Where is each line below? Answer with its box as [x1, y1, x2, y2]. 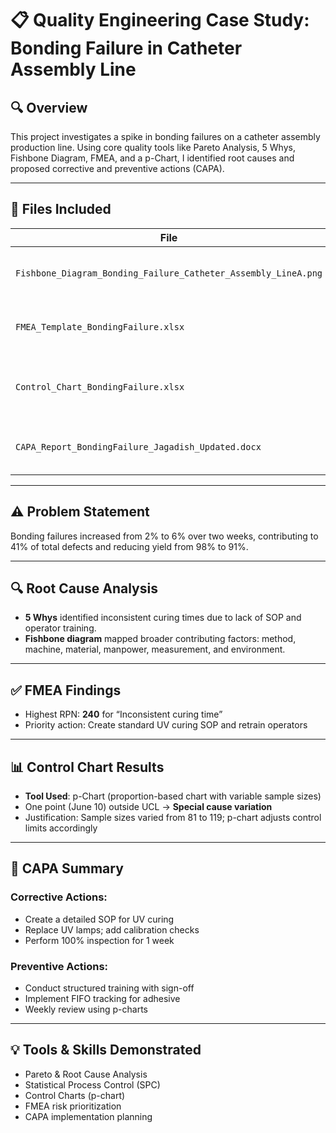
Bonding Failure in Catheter [10, 37, 243, 60]
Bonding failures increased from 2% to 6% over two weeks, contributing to [10, 530, 319, 542]
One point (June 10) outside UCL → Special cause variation [24, 801, 273, 813]
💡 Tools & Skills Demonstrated [10, 1042, 202, 1059]
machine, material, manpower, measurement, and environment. [24, 643, 286, 656]
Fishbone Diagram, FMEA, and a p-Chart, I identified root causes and [10, 152, 295, 164]
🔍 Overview [10, 99, 88, 116]
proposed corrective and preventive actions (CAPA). [10, 163, 225, 174]
